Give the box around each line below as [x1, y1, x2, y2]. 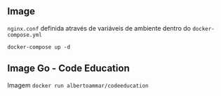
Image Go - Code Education [7, 63, 130, 74]
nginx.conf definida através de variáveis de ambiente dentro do [7, 24, 192, 32]
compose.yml [7, 31, 42, 38]
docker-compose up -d [7, 43, 71, 51]
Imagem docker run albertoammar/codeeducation [7, 81, 149, 89]
